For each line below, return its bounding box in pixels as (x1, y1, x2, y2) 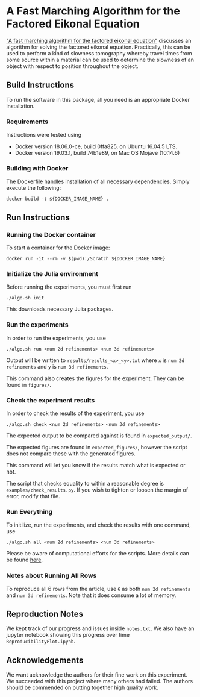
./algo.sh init (6, 295, 45, 301)
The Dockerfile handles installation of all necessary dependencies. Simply (6, 178, 190, 185)
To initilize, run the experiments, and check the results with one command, (6, 521, 191, 528)
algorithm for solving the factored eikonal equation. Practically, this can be (6, 43, 191, 51)
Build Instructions (6, 80, 75, 90)
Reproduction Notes (6, 608, 83, 619)
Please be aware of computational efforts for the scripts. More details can (6, 550, 190, 557)
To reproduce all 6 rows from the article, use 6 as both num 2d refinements (6, 585, 191, 592)
